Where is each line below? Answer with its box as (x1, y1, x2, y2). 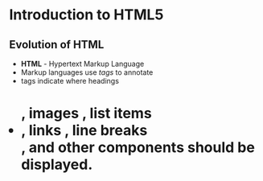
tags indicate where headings (20, 76, 120, 85)
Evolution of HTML (9, 38, 105, 51)
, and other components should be (20, 138, 256, 157)
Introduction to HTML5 (9, 6, 164, 24)
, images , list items (20, 105, 152, 122)
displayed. (20, 155, 93, 174)
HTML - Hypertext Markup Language (20, 59, 145, 68)
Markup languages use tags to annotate (20, 68, 154, 77)
